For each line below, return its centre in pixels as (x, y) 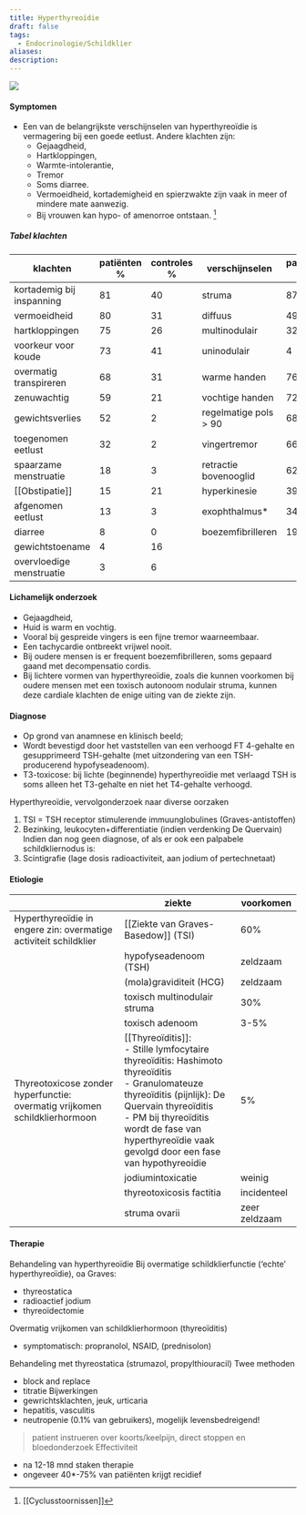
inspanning (38, 300)
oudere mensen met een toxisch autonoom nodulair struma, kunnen (150, 686)
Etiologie (26, 879)
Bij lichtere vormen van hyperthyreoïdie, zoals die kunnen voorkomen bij (158, 676)
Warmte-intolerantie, (75, 166)
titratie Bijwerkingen (60, 1390)
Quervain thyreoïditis (169, 1106)
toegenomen (41, 438)
